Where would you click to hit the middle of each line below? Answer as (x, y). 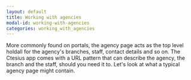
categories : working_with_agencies (51, 28)
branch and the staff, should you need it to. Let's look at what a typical (93, 64)
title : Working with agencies (44, 17)
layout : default (26, 12)
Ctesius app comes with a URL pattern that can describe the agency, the (96, 58)
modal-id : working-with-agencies (48, 23)
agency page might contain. (41, 71)
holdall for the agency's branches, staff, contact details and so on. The (93, 52)
